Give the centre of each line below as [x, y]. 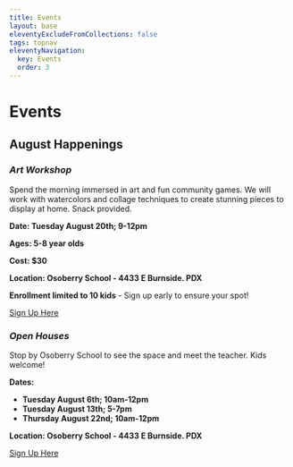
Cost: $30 [28, 260]
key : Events [40, 59]
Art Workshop [41, 170]
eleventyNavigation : [48, 51]
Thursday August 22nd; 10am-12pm [91, 419]
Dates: [22, 382]
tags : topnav [33, 42]
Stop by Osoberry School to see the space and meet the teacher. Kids [138, 355]
